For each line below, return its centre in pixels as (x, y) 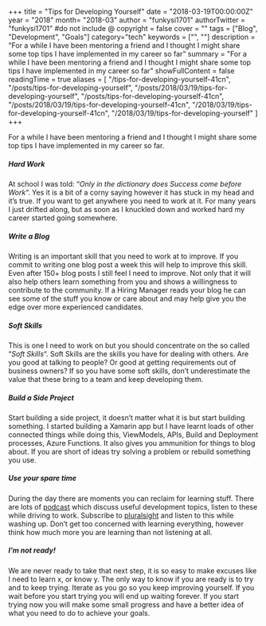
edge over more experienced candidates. (76, 307)
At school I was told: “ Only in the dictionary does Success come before (125, 183)
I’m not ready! (32, 550)
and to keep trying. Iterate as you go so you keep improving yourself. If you (131, 587)
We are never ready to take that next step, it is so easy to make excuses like (133, 570)
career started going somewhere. (63, 218)
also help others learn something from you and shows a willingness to (123, 282)
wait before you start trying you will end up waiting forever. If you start (123, 596)
